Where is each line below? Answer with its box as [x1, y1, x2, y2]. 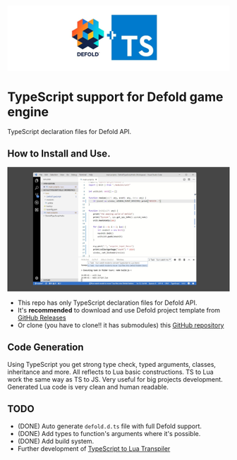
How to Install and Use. [7, 147, 111, 160]
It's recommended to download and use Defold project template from [17, 305, 221, 314]
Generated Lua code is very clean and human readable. [7, 382, 169, 391]
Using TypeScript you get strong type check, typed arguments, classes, [7, 360, 217, 368]
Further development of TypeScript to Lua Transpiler [17, 444, 171, 453]
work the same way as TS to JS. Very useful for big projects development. [7, 375, 224, 383]
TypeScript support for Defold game [7, 89, 224, 105]
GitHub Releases [17, 313, 66, 322]
